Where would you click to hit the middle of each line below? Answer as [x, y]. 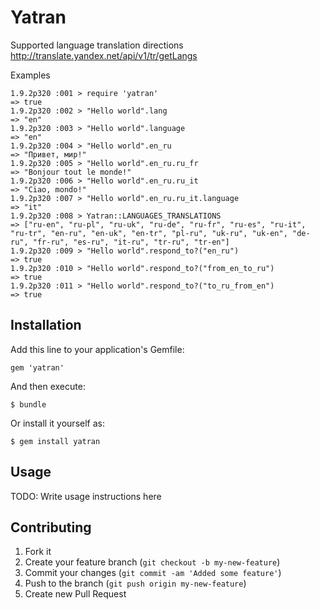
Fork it [38, 552]
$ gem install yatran [55, 441]
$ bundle [28, 404]
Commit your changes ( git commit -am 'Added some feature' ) [153, 573]
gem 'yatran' [37, 367]
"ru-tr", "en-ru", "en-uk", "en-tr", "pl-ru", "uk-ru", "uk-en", [149, 233]
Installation [46, 325]
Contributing [51, 527]
